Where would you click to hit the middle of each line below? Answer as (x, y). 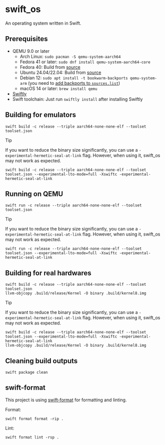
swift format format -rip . (34, 419)
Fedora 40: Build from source (50, 67)
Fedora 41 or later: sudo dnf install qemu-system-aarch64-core (85, 62)
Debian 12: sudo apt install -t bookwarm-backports (74, 78)
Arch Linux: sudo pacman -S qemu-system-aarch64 (70, 56)
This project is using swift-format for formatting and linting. (66, 400)
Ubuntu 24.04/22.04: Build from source (60, 72)
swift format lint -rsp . (32, 437)
